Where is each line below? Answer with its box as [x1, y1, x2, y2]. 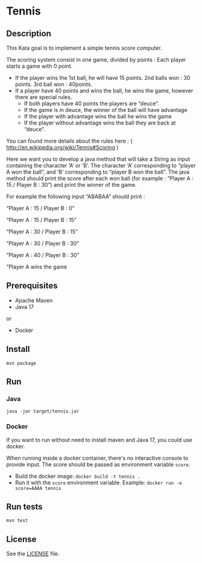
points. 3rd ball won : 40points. [14, 80, 92, 88]
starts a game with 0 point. [6, 62, 73, 70]
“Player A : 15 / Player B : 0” [6, 204, 75, 212]
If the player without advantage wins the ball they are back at [24, 119, 176, 126]
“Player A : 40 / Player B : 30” [6, 252, 80, 258]
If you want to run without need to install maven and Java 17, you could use [6, 436, 193, 443]
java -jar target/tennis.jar [6, 408, 80, 415]
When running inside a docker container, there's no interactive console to [6, 454, 189, 461]
